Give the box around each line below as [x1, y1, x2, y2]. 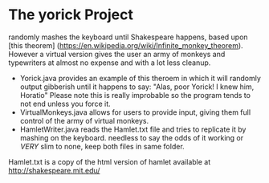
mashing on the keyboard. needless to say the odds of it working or [19, 132, 244, 142]
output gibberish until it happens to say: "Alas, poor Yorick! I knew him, [19, 82, 255, 91]
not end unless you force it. [19, 99, 111, 108]
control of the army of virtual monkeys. [19, 116, 149, 125]
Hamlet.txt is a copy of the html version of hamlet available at [8, 157, 211, 166]
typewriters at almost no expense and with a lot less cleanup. [8, 58, 211, 67]
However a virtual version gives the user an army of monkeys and [8, 49, 226, 59]
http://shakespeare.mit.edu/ [8, 165, 100, 175]
